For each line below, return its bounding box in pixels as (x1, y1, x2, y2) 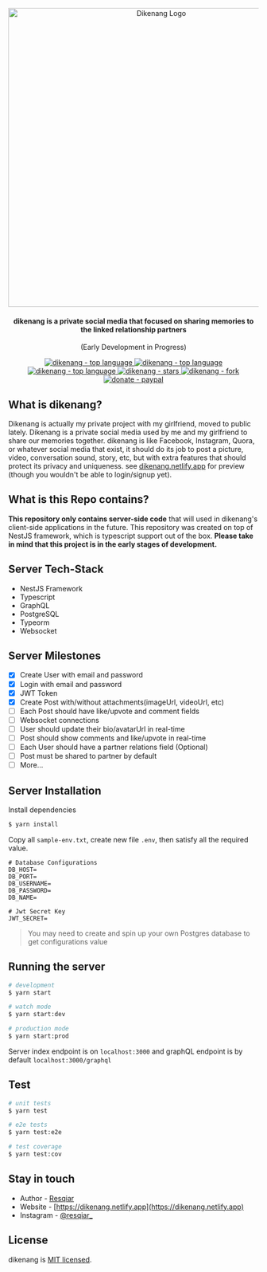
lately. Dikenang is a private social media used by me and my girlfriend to (8, 427, 248, 438)
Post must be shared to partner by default (19, 752, 157, 761)
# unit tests (8, 1099, 52, 1107)
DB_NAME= (8, 893, 37, 901)
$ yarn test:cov (8, 1150, 62, 1159)
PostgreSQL (19, 609, 60, 618)
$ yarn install (8, 820, 59, 828)
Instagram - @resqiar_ (19, 1210, 93, 1219)
